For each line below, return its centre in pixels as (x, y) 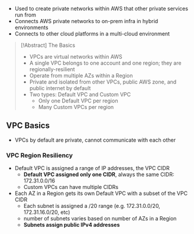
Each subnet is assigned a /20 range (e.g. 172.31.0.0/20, (92, 206)
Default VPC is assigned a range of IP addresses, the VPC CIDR (92, 168)
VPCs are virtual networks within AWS (76, 57)
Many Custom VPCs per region (76, 107)
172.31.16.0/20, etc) (47, 212)
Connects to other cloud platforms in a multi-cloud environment (92, 34)
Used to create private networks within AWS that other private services (101, 9)
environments (31, 27)
